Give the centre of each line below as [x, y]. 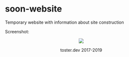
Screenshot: [17, 31]
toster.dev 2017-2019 [81, 50]
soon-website [34, 9]
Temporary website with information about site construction [64, 22]
